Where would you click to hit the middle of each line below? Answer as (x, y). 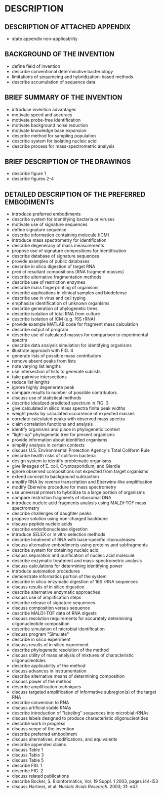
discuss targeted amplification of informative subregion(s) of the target (84, 692)
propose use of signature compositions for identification (69, 251)
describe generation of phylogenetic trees (55, 309)
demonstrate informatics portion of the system (59, 576)
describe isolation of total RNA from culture (56, 314)
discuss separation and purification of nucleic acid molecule (73, 555)
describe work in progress (39, 724)
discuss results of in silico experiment (50, 645)
